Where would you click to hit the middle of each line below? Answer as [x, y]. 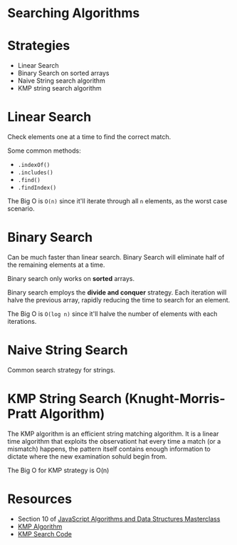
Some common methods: [44, 151]
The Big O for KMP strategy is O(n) [58, 470]
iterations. [22, 321]
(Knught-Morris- [175, 399]
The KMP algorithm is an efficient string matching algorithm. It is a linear [113, 434]
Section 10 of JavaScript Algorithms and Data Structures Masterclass [119, 519]
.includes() [35, 173]
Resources [40, 499]
